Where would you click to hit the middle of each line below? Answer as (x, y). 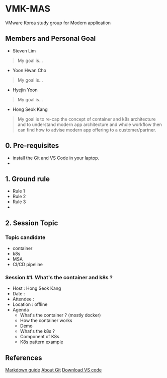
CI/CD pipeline (28, 265)
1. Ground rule (28, 179)
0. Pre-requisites (32, 146)
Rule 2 (19, 197)
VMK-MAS (28, 9)
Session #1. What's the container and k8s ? (59, 277)
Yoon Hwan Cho (29, 70)
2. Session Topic (32, 223)
